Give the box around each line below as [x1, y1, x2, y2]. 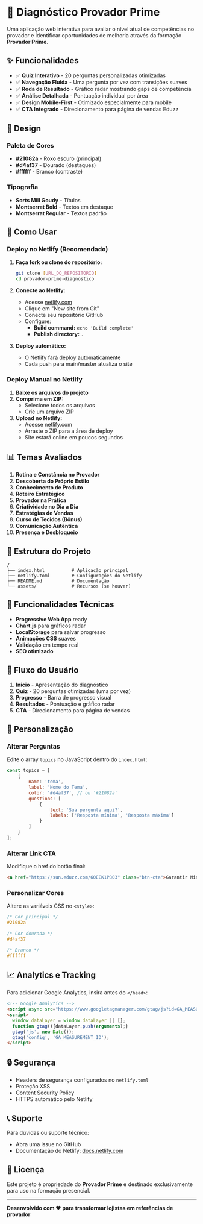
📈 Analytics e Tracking [7, 970, 96, 980]
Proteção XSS [15, 1083, 51, 1090]
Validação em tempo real [15, 641, 79, 648]
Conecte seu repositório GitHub [24, 312, 104, 319]
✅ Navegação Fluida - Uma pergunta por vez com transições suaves [15, 78, 187, 86]
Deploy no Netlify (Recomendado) [7, 245, 108, 254]
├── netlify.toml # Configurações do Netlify [7, 573, 142, 579]
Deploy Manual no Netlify [7, 375, 83, 384]
